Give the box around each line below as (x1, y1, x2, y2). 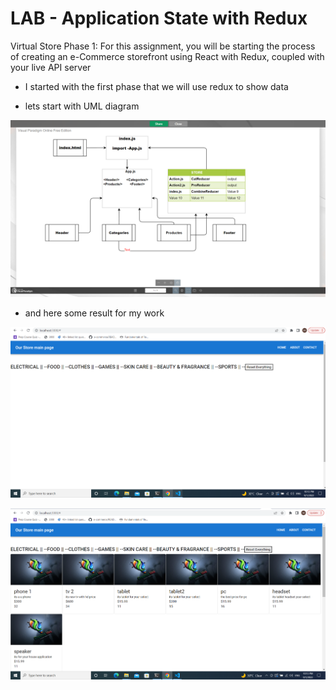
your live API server (10, 61, 92, 73)
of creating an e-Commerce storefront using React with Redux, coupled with (10, 50, 325, 62)
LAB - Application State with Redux (10, 7, 308, 30)
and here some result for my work (24, 307, 165, 319)
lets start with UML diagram (24, 100, 140, 112)
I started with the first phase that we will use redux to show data (24, 80, 289, 92)
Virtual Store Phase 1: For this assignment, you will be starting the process (10, 40, 316, 52)
